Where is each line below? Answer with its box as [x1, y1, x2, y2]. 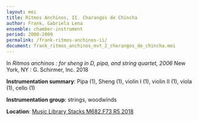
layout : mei [6, 9, 37, 15]
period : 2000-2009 [6, 32, 53, 38]
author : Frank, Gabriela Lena [6, 20, 83, 26]
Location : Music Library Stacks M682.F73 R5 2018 [6, 108, 134, 115]
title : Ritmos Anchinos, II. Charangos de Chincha [6, 15, 138, 21]
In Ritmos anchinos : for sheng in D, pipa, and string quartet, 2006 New [6, 59, 186, 67]
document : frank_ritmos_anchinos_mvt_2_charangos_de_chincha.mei [6, 43, 175, 49]
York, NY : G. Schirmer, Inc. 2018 [6, 66, 88, 73]
